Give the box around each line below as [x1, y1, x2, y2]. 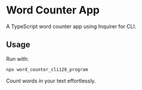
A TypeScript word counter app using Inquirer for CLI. [6, 23, 137, 30]
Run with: [6, 55, 29, 62]
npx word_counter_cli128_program [6, 67, 88, 72]
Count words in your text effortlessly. [6, 77, 96, 84]
